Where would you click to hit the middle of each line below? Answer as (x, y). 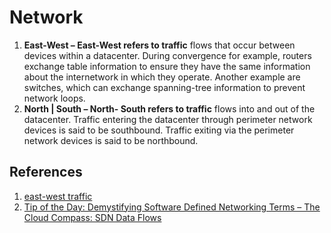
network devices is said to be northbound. (111, 140)
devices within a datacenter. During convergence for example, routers (167, 55)
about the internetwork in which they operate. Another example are (162, 77)
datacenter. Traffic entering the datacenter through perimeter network (168, 119)
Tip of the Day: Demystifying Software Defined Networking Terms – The (172, 207)
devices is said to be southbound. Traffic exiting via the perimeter (159, 130)
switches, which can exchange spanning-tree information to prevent (164, 87)
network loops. (54, 98)
